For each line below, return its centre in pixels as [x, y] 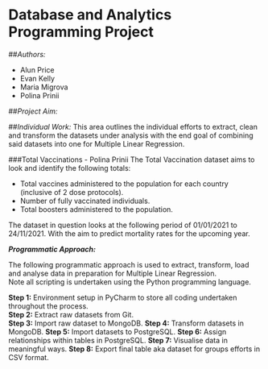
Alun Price [37, 69]
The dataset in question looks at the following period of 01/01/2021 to [123, 225]
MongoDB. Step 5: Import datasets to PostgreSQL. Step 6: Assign [118, 331]
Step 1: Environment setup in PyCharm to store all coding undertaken [123, 297]
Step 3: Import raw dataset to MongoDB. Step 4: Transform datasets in [126, 323]
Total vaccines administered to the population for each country [124, 184]
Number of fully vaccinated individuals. [85, 201]
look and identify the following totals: [70, 168]
